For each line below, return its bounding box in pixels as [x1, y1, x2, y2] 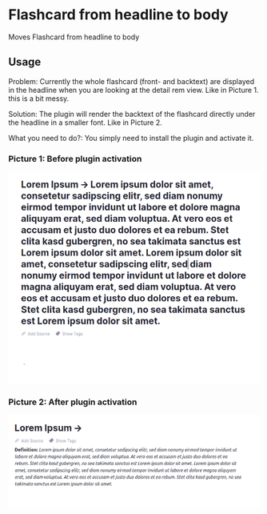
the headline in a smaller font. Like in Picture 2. [8, 118, 162, 127]
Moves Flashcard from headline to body [8, 32, 140, 42]
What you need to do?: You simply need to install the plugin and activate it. [8, 133, 254, 143]
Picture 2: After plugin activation [8, 396, 137, 408]
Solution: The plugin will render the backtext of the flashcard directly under [8, 109, 256, 118]
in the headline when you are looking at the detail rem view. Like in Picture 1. [8, 85, 259, 94]
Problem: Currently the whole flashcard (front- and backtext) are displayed [8, 76, 254, 86]
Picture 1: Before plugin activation [8, 153, 142, 164]
